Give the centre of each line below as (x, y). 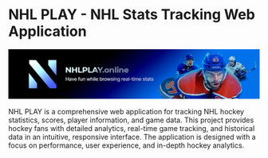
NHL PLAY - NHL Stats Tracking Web (132, 15)
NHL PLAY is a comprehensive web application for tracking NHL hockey (126, 112)
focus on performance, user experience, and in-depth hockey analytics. (126, 145)
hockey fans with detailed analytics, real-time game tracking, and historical (132, 129)
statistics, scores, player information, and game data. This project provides (131, 120)
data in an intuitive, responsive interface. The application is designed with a (132, 137)
